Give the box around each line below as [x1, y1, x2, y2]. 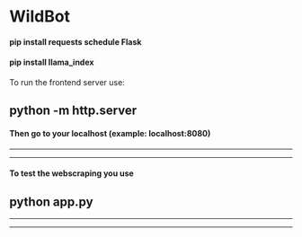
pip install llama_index [9, 57, 94, 68]
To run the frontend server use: [9, 76, 126, 87]
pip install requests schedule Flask [9, 36, 142, 47]
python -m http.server [9, 103, 138, 118]
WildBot [9, 6, 70, 27]
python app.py [9, 194, 93, 209]
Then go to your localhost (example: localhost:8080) [9, 127, 211, 138]
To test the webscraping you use [9, 168, 135, 179]
